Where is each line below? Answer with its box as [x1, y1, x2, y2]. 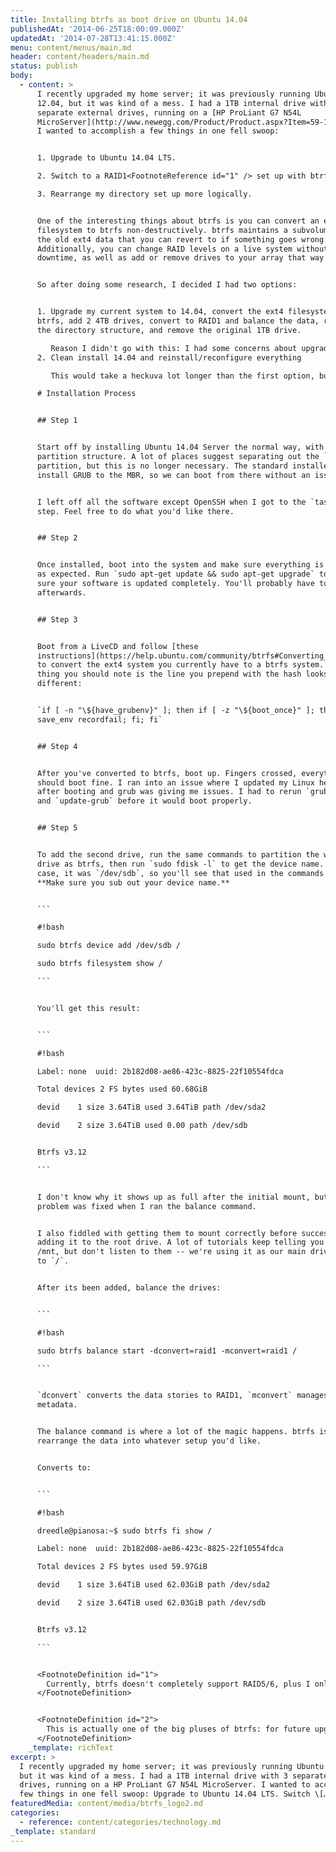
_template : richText [28, 1742, 114, 1753]
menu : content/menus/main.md [10, 42, 132, 53]
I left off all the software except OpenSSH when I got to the [36, 497, 307, 507]
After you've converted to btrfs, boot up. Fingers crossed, [36, 768, 298, 778]
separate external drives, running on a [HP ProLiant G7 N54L [36, 107, 302, 118]
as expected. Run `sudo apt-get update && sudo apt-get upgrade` [36, 569, 315, 580]
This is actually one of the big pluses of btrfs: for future [46, 1724, 311, 1735]
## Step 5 [36, 823, 78, 833]
